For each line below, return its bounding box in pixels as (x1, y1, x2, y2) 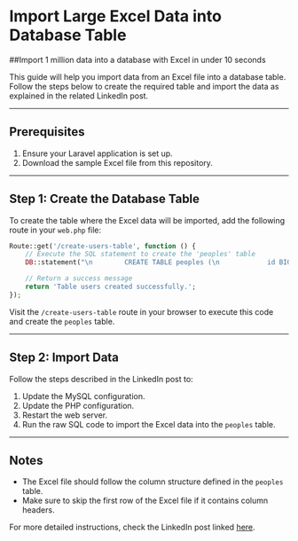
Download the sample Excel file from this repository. (21, 157, 213, 168)
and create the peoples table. (9, 316, 115, 326)
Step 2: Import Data (9, 350, 120, 365)
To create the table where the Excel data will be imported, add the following (9, 215, 286, 225)
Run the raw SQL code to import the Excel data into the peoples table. (21, 419, 276, 429)
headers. (21, 505, 55, 515)
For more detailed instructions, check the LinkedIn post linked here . (9, 521, 255, 533)
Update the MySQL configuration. (21, 390, 145, 401)
